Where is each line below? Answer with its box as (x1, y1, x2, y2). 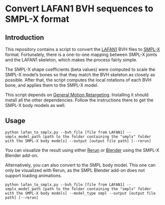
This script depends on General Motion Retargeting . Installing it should (5, 92, 149, 98)
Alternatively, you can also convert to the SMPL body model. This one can (5, 162, 156, 168)
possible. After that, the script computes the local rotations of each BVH (5, 77, 152, 83)
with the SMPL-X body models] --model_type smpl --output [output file (5, 191, 156, 196)
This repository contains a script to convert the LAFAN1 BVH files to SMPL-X (5, 47, 160, 52)
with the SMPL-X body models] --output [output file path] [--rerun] (5, 138, 152, 144)
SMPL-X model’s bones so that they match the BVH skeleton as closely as (5, 72, 156, 77)
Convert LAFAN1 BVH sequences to (5, 3, 154, 14)
